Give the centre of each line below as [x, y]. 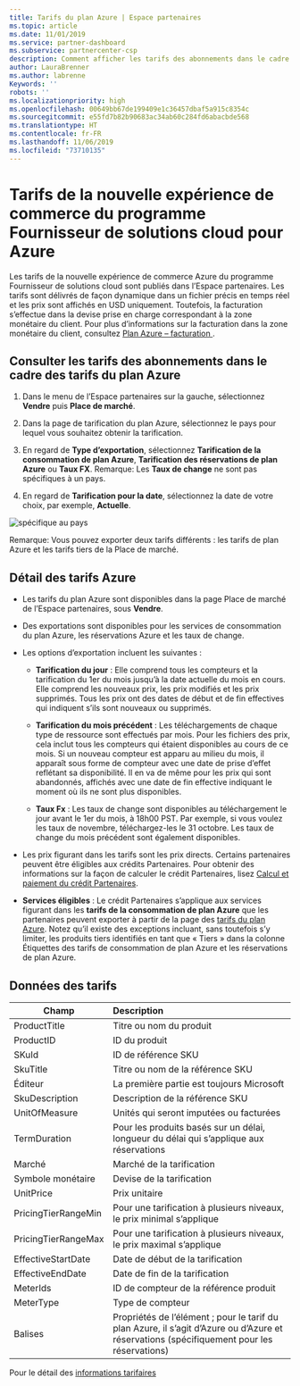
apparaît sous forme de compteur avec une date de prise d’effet [153, 764]
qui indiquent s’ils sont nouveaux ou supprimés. [123, 708]
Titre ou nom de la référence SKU [183, 1069]
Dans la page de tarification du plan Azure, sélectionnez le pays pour [149, 423]
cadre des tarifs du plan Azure [95, 375]
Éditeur [29, 1084]
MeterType [37, 1303]
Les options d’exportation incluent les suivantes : [112, 653]
